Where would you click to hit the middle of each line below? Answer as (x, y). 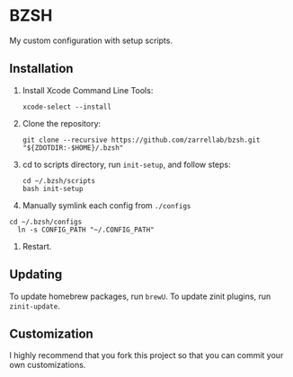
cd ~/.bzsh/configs (46, 222)
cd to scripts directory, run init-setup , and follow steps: (126, 164)
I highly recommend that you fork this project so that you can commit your (146, 355)
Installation (41, 69)
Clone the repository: (62, 123)
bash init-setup (53, 188)
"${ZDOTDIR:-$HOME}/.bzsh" (73, 148)
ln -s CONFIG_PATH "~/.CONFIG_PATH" (86, 230)
